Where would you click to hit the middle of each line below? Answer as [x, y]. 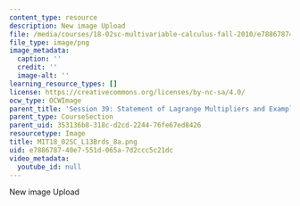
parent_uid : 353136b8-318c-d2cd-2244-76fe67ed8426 [105, 126]
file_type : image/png [50, 42]
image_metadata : [39, 51]
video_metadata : [39, 158]
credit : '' [37, 68]
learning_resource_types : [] [63, 84]
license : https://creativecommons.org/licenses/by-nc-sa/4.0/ [127, 92]
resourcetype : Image [48, 134]
